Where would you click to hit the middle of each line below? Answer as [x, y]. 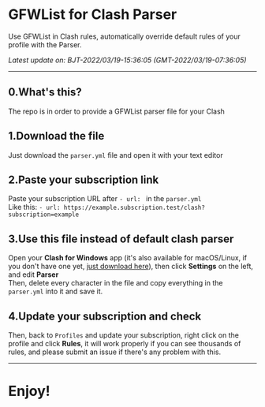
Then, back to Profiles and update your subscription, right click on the [123, 335]
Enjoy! [30, 391]
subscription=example [44, 215]
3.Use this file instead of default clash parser [121, 239]
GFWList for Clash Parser [93, 15]
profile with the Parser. [45, 44]
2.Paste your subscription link [84, 179]
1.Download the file [56, 136]
